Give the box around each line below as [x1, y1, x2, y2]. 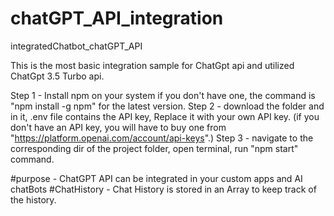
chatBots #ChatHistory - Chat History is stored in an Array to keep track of [10, 183, 317, 195]
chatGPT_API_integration [10, 7, 224, 30]
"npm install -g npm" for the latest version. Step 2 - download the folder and [10, 100, 325, 112]
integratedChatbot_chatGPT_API [10, 40, 143, 52]
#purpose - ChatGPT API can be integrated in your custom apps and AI [10, 172, 303, 184]
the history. [10, 193, 57, 206]
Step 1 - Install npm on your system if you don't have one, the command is [10, 89, 316, 101]
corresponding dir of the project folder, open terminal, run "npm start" [10, 142, 299, 154]
